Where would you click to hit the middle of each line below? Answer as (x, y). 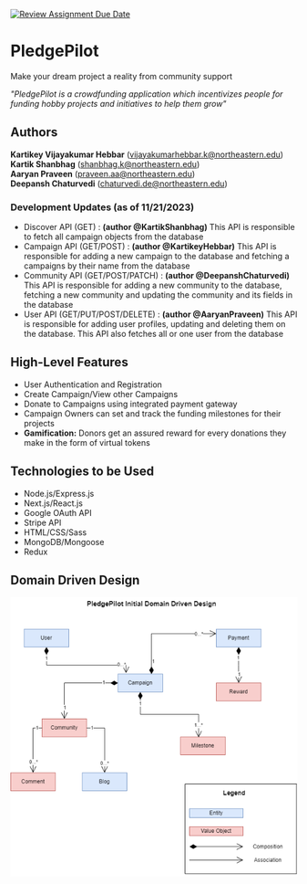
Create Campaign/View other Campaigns (101, 394)
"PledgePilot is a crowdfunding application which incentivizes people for (147, 94)
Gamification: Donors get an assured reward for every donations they (155, 433)
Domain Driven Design (75, 580)
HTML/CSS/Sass (55, 532)
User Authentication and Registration (93, 384)
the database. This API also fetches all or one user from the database (153, 334)
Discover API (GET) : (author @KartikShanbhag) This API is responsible (159, 227)
